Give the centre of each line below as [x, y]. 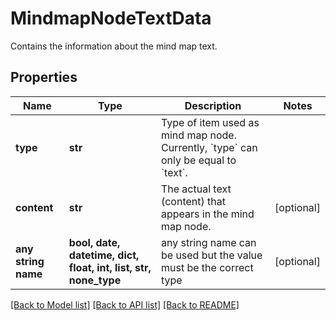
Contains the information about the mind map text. [114, 46]
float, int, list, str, [110, 267]
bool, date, [94, 242]
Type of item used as [210, 122]
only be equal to [198, 160]
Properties [44, 77]
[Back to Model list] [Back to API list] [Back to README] [125, 304]
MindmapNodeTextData [111, 18]
